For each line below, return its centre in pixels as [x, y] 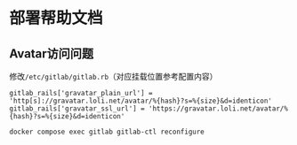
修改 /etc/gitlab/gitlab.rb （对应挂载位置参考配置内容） [113, 76]
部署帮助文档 [56, 18]
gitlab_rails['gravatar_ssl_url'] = [77, 109]
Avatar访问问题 [52, 53]
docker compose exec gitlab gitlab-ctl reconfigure [107, 132]
